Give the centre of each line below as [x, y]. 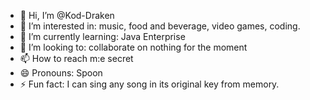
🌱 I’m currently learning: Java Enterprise [102, 36]
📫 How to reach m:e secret [76, 58]
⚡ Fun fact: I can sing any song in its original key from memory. [149, 84]
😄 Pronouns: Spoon [61, 73]
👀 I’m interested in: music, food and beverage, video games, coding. [160, 26]
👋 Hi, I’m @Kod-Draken [67, 15]
